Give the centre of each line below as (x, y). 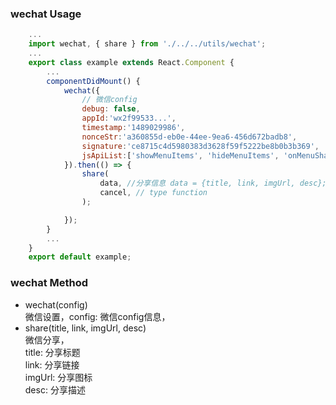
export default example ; (80, 257)
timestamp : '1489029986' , (133, 128)
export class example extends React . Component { (131, 62)
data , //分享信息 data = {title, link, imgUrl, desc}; (213, 183)
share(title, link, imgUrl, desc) (85, 328)
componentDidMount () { (93, 81)
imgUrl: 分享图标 (58, 377)
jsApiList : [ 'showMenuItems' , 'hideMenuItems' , (180, 155)
